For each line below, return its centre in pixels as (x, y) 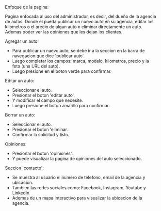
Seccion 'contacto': (24, 168)
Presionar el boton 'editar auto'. (43, 95)
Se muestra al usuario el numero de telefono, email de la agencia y (79, 177)
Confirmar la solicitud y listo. (40, 135)
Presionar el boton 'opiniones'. (42, 153)
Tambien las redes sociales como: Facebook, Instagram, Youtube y (79, 188)
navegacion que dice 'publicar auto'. (48, 56)
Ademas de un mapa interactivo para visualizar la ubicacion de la (77, 198)
